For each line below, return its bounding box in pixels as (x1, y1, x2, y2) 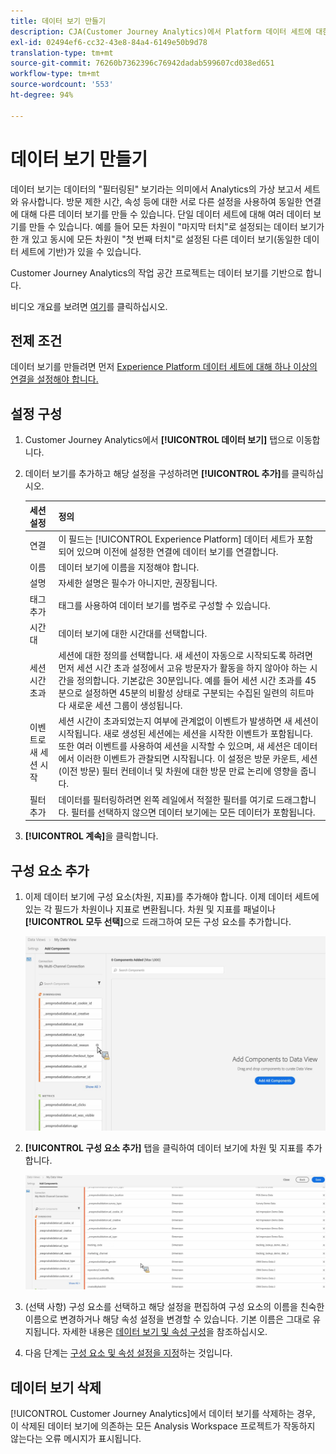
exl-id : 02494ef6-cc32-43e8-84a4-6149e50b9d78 (10, 37, 208, 47)
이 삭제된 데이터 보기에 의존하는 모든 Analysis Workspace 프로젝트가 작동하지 (10, 1420, 316, 1432)
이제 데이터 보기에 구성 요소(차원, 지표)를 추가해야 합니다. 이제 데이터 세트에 (24, 891, 320, 902)
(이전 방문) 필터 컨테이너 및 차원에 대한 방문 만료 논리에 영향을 (58, 765, 298, 777)
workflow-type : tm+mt (10, 69, 101, 79)
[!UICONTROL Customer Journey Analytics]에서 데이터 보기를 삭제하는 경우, (10, 1408, 316, 1420)
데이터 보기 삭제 (10, 1379, 102, 1396)
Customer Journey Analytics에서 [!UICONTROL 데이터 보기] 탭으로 (24, 434, 294, 446)
